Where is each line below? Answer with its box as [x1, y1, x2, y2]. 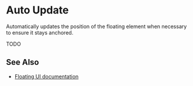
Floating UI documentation [14, 73, 79, 80]
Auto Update [6, 4, 69, 17]
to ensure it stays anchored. [6, 29, 74, 36]
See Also [6, 57, 39, 67]
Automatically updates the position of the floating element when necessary [6, 23, 187, 30]
